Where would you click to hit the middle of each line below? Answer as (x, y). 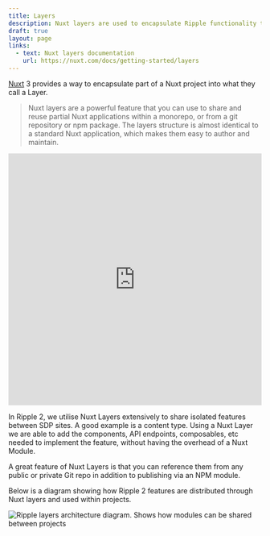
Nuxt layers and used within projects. (70, 499)
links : (19, 46)
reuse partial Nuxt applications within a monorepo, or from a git (133, 116)
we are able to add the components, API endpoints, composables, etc (123, 434)
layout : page (30, 38)
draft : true (28, 31)
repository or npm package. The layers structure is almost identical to (143, 125)
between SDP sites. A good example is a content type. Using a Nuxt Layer (131, 425)
